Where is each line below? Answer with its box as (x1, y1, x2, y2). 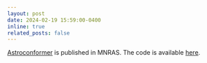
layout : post (7, 10, 45, 17)
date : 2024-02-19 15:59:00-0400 (7, 17, 101, 24)
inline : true (7, 23, 45, 30)
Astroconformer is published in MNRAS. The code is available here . (7, 48, 201, 57)
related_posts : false (7, 29, 70, 37)
